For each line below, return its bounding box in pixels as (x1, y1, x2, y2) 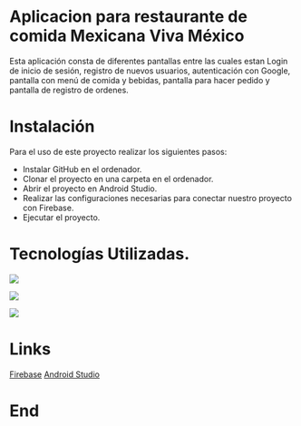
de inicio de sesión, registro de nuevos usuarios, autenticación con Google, (9, 65, 291, 76)
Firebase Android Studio (9, 369, 100, 380)
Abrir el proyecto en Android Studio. (22, 183, 158, 194)
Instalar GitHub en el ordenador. (22, 163, 142, 174)
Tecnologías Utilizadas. (9, 244, 190, 265)
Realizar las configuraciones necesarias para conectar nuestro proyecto (22, 192, 293, 203)
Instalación (9, 116, 95, 137)
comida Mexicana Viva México (9, 25, 245, 46)
